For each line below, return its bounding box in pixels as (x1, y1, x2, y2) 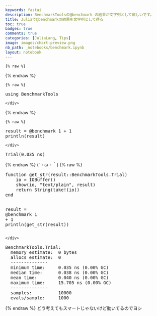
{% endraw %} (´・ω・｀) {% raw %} (5, 161, 83, 167)
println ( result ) (5, 133, 45, 139)
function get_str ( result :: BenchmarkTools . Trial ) (5, 171, 127, 177)
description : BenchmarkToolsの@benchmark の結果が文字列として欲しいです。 (5, 12, 154, 17)
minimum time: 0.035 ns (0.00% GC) (10, 264, 109, 270)
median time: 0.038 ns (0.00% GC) (10, 269, 109, 276)
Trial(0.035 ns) (5, 151, 45, 157)
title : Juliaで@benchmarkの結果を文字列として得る (5, 17, 104, 22)
